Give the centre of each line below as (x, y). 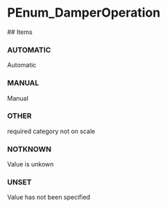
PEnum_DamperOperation (84, 13)
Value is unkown (30, 164)
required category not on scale (51, 131)
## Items (20, 32)
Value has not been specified (49, 197)
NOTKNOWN (29, 149)
